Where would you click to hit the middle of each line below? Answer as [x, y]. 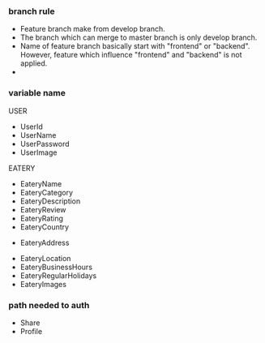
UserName [38, 135]
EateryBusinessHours [56, 267]
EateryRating [41, 218]
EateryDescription [50, 201]
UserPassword [45, 144]
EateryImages [43, 284]
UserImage [38, 152]
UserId [31, 126]
